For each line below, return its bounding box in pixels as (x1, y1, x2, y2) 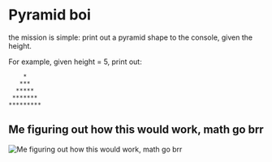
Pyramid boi (8, 6, 92, 24)
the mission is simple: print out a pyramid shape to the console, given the (8, 32, 253, 42)
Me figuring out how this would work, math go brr (8, 123, 264, 137)
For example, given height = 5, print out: (8, 57, 142, 66)
